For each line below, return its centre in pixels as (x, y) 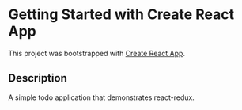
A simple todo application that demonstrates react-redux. (102, 97)
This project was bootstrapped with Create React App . (97, 53)
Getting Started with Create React (121, 15)
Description (38, 78)
